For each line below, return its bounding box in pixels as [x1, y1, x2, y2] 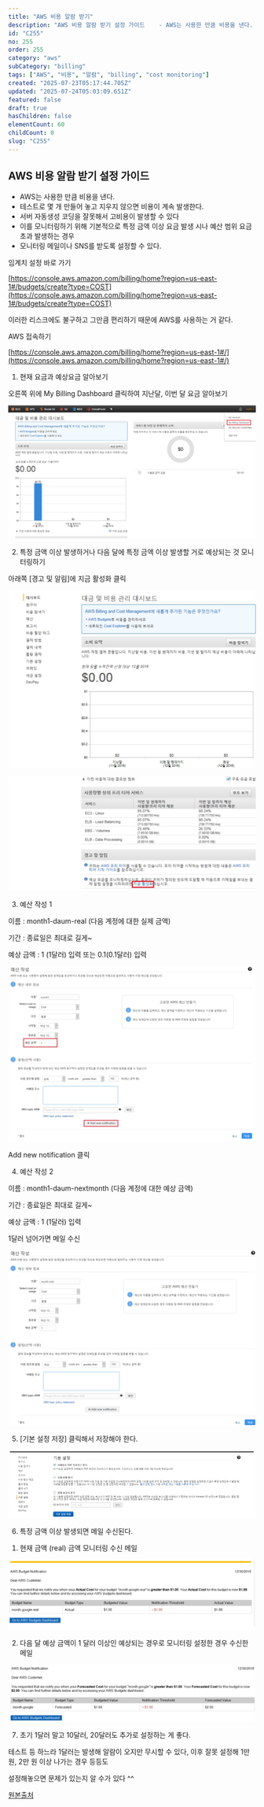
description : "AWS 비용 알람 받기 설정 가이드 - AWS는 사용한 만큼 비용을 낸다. [8, 20, 254, 29]
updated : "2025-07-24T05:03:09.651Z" [8, 87, 132, 95]
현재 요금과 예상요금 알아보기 [19, 372, 108, 381]
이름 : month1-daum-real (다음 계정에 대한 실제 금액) [8, 916, 171, 925]
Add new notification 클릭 [8, 1150, 90, 1160]
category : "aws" [8, 54, 61, 62]
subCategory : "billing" [8, 63, 86, 71]
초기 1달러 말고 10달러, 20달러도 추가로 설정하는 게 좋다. [19, 1731, 191, 1740]
